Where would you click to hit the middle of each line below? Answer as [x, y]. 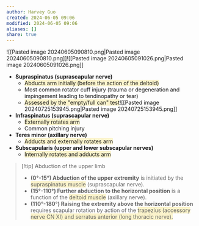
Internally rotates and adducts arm [67, 154]
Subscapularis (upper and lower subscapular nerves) [84, 148]
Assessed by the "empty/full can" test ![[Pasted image [92, 103]
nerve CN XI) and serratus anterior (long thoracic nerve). [102, 217]
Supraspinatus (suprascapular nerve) [64, 77]
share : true [21, 35]
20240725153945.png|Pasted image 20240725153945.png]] [101, 109]
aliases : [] [21, 29]
